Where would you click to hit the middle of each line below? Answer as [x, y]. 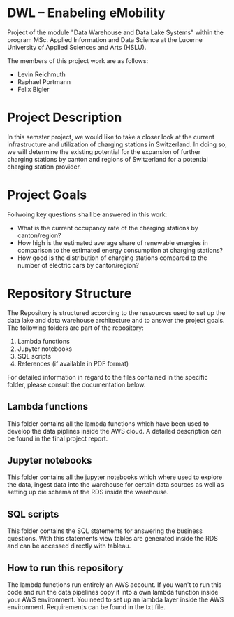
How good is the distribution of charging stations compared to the [112, 258]
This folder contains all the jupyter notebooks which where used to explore [115, 477]
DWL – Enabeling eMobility [86, 13]
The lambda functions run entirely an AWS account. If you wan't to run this [115, 585]
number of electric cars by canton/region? [78, 265]
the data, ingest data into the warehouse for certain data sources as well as [116, 485]
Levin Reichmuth [42, 74]
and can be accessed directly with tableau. [69, 546]
